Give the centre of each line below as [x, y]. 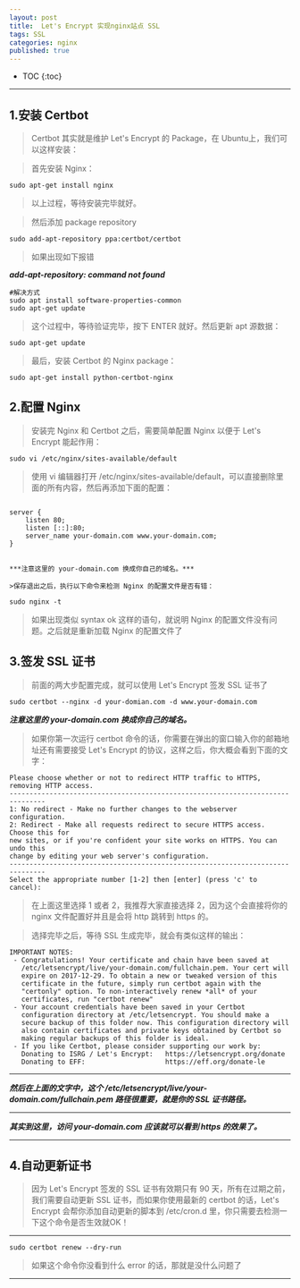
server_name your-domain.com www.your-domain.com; [121, 536]
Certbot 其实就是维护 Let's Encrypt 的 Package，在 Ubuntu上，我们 [155, 138]
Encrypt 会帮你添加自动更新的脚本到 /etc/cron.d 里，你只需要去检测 [155, 1211]
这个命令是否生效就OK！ [84, 1223]
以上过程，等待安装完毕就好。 [86, 203]
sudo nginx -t [36, 602]
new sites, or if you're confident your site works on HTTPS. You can [143, 840]
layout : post [33, 17]
